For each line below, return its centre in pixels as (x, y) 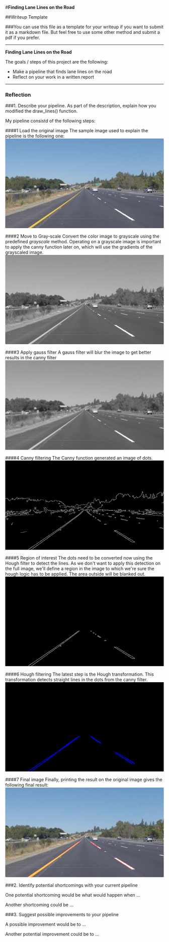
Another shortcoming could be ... (39, 905)
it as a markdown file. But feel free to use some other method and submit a (82, 32)
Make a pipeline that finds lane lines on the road (62, 72)
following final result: (27, 785)
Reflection (18, 94)
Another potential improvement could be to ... (52, 934)
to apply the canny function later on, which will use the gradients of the (79, 247)
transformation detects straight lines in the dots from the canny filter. (76, 679)
